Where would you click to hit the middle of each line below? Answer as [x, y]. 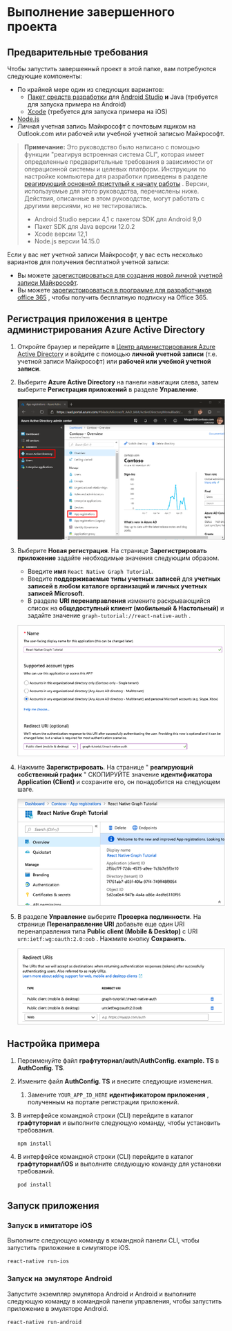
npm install [34, 1144]
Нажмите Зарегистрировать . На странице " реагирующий [105, 767]
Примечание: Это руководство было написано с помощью [112, 147]
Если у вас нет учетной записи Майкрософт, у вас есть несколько [105, 254]
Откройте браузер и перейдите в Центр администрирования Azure [116, 346]
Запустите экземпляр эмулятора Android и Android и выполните [102, 1294]
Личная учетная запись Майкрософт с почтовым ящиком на [106, 126]
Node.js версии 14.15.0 [67, 241]
